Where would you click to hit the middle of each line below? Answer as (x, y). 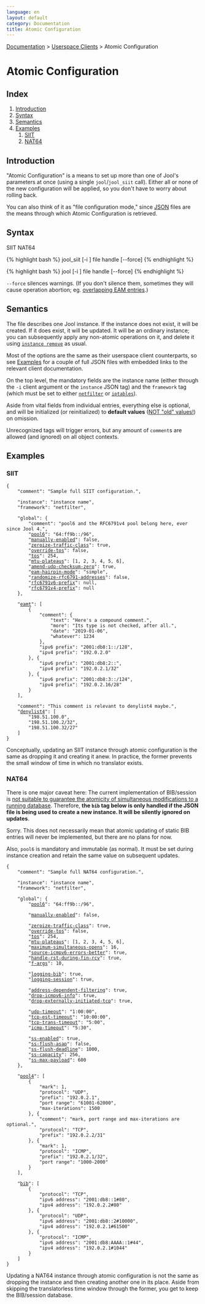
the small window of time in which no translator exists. (75, 763)
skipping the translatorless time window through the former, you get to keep (102, 1288)
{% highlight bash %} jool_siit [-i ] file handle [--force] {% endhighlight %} (100, 259)
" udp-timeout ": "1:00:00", (63, 1011)
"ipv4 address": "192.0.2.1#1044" (83, 1248)
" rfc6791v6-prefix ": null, (63, 583)
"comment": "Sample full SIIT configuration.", (79, 492)
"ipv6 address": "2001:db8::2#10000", (89, 1221)
